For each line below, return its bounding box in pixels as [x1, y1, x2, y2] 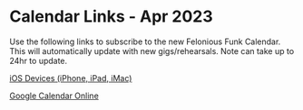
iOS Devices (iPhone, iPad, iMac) [9, 72, 132, 83]
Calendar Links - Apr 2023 [9, 6, 213, 27]
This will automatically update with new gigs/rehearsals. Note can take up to [9, 45, 295, 56]
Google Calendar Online [9, 90, 100, 101]
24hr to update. [9, 55, 68, 66]
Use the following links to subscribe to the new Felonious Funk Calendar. [9, 36, 281, 47]
